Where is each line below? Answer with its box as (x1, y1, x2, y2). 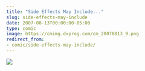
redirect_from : (6, 36, 45, 42)
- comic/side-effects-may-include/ (6, 42, 96, 48)
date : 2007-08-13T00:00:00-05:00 (6, 20, 91, 26)
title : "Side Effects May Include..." (6, 8, 104, 15)
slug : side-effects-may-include (6, 14, 88, 20)
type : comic (6, 25, 36, 32)
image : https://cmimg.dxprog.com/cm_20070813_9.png (6, 31, 139, 37)
